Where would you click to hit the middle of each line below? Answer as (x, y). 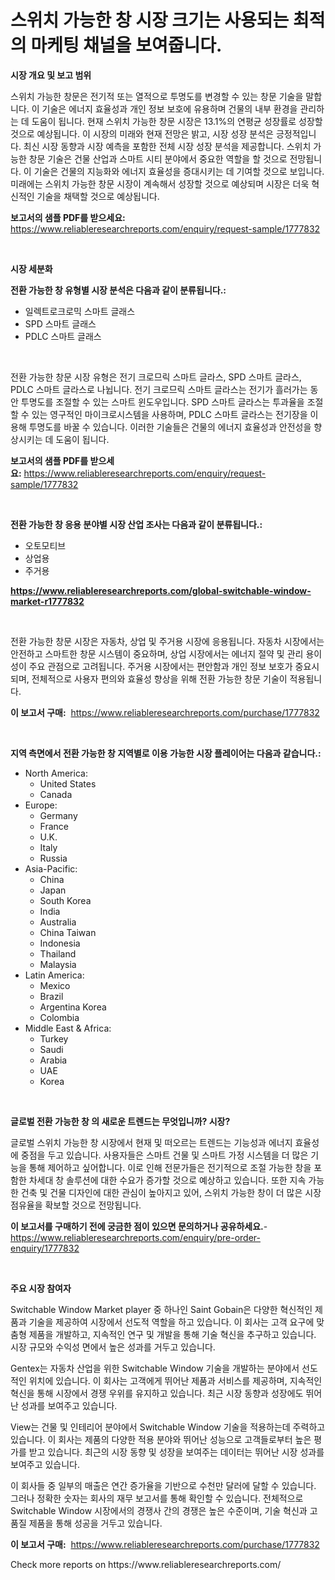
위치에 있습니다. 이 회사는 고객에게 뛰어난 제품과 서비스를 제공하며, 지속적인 (175, 1380)
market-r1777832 (47, 601)
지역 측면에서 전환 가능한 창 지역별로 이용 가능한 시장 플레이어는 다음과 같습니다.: (166, 753)
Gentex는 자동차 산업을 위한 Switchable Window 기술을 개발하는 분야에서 (155, 1368)
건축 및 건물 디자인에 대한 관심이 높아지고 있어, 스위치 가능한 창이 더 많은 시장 (171, 1192)
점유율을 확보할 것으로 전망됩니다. (76, 1205)
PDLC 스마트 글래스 (63, 336)
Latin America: (54, 975)
